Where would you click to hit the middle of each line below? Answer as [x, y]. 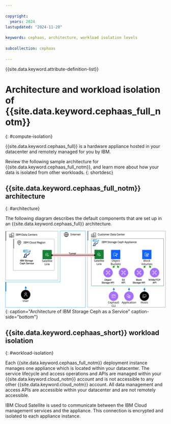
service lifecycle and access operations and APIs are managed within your [83, 374]
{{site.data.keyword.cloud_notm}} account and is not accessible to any [80, 379]
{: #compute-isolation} [29, 136]
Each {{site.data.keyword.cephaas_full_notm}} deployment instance [76, 363]
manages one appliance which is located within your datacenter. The [77, 368]
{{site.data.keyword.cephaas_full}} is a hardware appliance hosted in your [83, 146]
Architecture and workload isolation [83, 90]
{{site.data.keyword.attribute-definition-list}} [52, 69]
